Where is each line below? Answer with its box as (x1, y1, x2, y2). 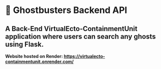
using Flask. (5, 40, 44, 48)
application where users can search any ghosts (5, 32, 156, 40)
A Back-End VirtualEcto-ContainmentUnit (5, 24, 137, 33)
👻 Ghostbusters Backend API (5, 4, 127, 16)
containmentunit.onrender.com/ (5, 58, 74, 64)
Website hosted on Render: (5, 53, 63, 59)
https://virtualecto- (63, 53, 105, 59)
